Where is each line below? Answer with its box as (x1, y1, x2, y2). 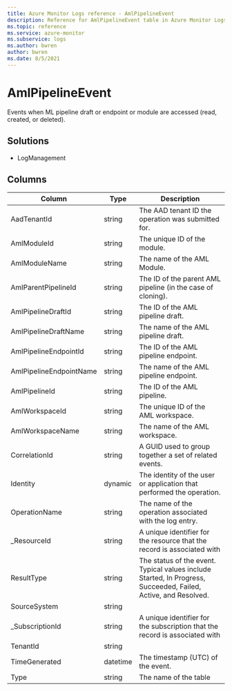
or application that (139, 479, 198, 488)
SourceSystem (10, 602, 59, 611)
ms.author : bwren (7, 42, 57, 49)
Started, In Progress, (139, 573, 206, 583)
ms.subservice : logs (7, 36, 67, 43)
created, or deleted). (7, 115, 66, 123)
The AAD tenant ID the (139, 205, 212, 215)
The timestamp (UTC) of (139, 653, 219, 663)
